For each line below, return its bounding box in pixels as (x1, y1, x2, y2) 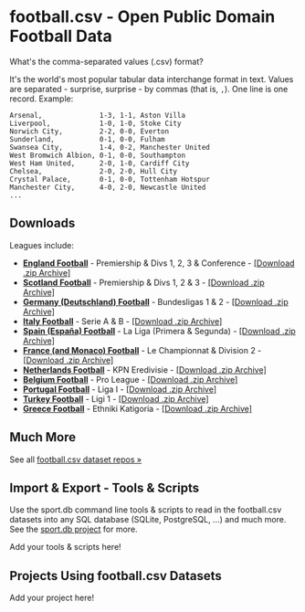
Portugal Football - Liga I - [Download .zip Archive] (22, 384, 217, 395)
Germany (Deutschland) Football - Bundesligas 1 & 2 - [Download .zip (22, 296, 289, 307)
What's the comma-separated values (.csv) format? (9, 56, 204, 67)
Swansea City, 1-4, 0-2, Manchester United (9, 142, 210, 152)
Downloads (9, 216, 76, 231)
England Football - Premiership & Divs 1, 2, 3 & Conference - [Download (22, 258, 295, 269)
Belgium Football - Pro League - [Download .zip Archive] (22, 374, 238, 385)
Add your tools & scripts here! (9, 542, 121, 553)
